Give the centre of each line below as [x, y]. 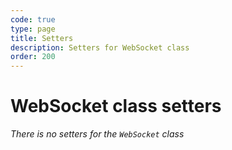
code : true [33, 19]
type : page [33, 29]
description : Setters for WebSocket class [100, 47]
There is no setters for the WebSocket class [97, 134]
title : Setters [42, 38]
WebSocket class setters [116, 106]
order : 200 [33, 57]
